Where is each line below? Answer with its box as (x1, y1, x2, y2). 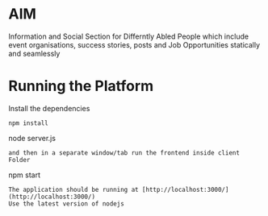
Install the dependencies (8, 103, 90, 113)
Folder (8, 156, 31, 164)
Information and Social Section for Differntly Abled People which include (8, 31, 249, 41)
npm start (8, 170, 41, 180)
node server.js (8, 133, 57, 143)
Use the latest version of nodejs (8, 199, 125, 208)
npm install (8, 118, 48, 127)
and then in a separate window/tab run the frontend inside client (8, 148, 241, 157)
